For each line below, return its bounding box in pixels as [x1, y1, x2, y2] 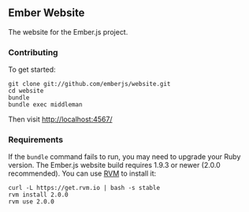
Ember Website [8, 6, 85, 20]
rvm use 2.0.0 [8, 198, 55, 206]
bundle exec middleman [8, 101, 83, 109]
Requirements [8, 134, 64, 145]
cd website [8, 87, 44, 95]
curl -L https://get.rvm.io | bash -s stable [8, 184, 160, 192]
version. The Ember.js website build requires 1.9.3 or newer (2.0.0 [8, 161, 221, 170]
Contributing [8, 46, 58, 58]
